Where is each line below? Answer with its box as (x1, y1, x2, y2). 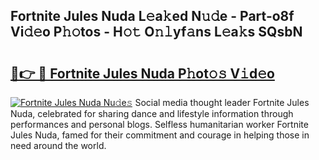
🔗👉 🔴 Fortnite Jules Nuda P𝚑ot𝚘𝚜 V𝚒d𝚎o (10, 65, 275, 82)
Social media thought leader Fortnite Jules (134, 97, 310, 108)
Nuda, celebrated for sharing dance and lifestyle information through (10, 108, 294, 119)
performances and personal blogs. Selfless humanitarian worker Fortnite (10, 119, 309, 130)
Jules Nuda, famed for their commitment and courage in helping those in (10, 129, 310, 141)
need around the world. (10, 140, 107, 151)
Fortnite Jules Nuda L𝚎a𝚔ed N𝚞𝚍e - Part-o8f (10, 8, 295, 25)
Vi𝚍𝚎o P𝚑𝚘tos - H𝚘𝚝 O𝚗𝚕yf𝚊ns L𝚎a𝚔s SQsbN (10, 24, 303, 41)
